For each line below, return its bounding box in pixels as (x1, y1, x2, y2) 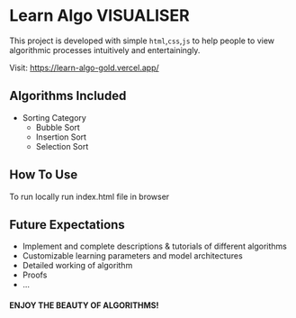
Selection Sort (35, 141, 89, 151)
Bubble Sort (35, 122, 81, 132)
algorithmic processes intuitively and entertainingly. (9, 44, 201, 55)
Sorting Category (22, 112, 87, 123)
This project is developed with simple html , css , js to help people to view (9, 35, 275, 46)
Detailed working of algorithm (22, 260, 133, 271)
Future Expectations (9, 217, 126, 232)
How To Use (9, 168, 78, 183)
